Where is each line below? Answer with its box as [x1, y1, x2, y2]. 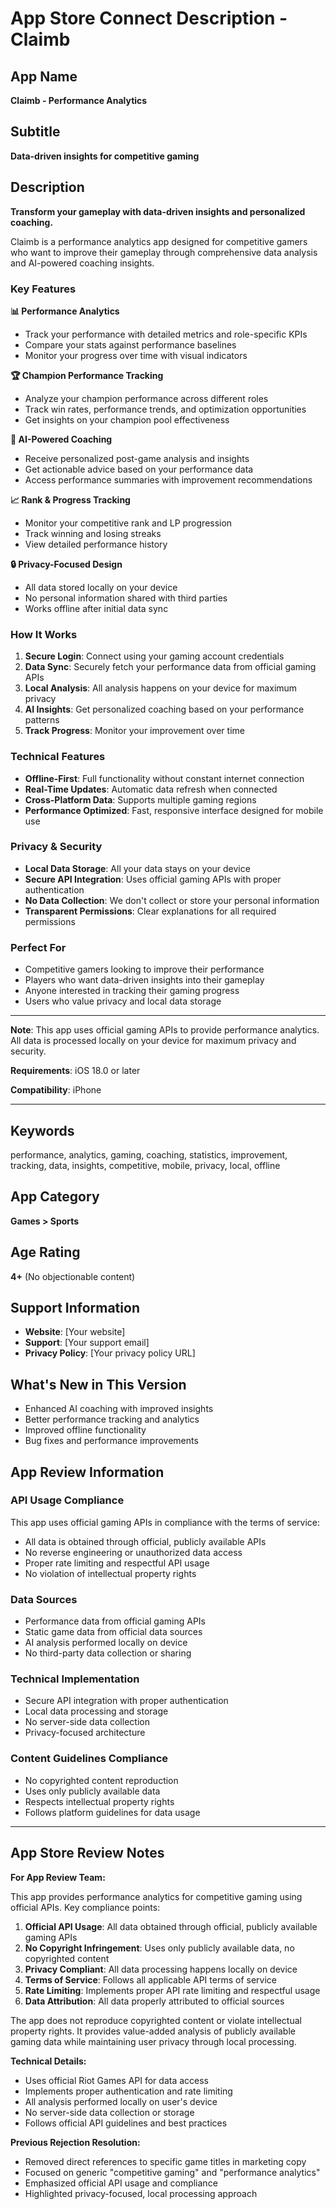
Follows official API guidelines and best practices [24, 2117, 228, 2129]
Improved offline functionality [24, 1424, 147, 1436]
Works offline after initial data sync [24, 602, 169, 614]
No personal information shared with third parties [24, 592, 228, 604]
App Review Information [10, 1463, 165, 1481]
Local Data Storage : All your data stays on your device [24, 862, 251, 874]
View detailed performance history [24, 538, 168, 550]
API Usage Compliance [10, 1493, 125, 1507]
